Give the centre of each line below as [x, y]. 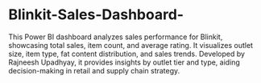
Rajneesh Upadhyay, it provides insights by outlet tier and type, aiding [124, 62]
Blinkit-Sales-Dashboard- [96, 15]
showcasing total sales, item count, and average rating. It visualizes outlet [131, 45]
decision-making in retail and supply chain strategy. [94, 70]
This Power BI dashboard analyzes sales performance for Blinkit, [116, 37]
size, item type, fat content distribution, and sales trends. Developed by [127, 53]
